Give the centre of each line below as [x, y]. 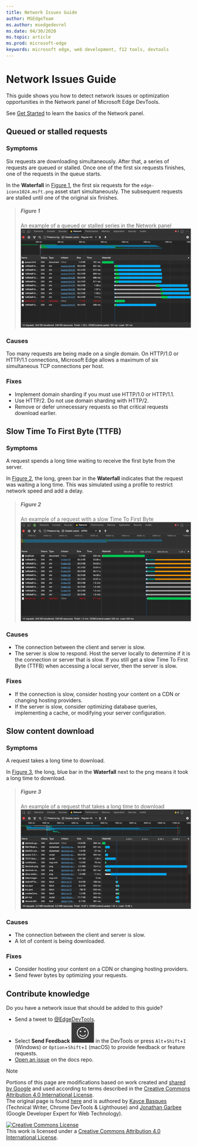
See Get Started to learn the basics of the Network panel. [75, 113]
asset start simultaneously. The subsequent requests [119, 191]
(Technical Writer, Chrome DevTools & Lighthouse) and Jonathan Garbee [94, 1107]
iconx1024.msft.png [30, 192]
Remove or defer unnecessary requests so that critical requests [91, 407]
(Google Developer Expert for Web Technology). [64, 1113]
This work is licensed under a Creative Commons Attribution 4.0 [84, 1131]
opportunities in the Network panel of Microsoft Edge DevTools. [83, 102]
